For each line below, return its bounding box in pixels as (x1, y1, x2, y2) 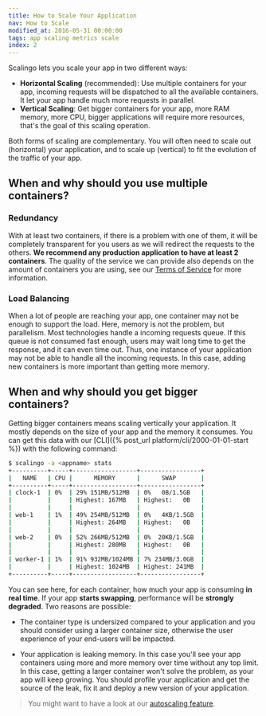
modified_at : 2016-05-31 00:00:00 (8, 26, 123, 34)
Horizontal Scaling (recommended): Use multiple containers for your (19, 79, 247, 88)
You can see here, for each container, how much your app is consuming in (8, 585, 252, 594)
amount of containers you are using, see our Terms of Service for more (8, 264, 242, 274)
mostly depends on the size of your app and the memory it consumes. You (8, 427, 253, 436)
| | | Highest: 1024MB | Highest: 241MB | (8, 563, 205, 571)
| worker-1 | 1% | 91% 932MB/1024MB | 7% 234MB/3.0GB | (8, 555, 205, 564)
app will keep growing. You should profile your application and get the (19, 675, 250, 684)
